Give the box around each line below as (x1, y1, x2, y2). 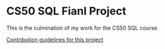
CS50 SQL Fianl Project (6, 4, 127, 18)
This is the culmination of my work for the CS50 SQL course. (6, 24, 159, 31)
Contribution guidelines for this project (6, 36, 104, 43)
